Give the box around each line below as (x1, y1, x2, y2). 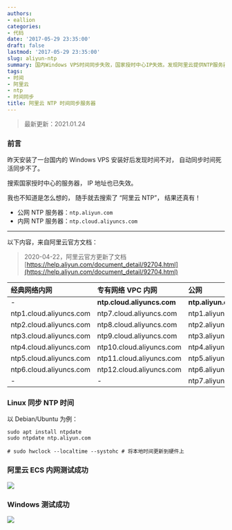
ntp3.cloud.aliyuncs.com (10, 331, 91, 341)
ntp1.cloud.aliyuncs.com (10, 308, 91, 318)
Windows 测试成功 (7, 500, 70, 509)
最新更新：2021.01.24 (23, 119, 86, 128)
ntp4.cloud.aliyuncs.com (10, 342, 91, 352)
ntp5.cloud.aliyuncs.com (10, 353, 91, 363)
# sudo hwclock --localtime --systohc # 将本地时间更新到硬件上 (7, 448, 184, 455)
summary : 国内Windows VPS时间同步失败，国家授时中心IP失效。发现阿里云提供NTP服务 (7, 61, 224, 68)
